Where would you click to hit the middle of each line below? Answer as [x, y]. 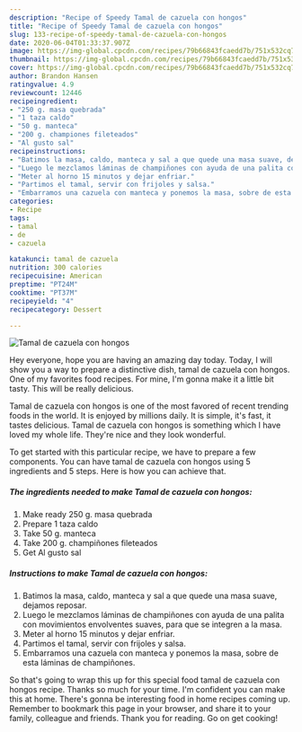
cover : [22, 68]
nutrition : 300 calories [56, 268]
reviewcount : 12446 [46, 93]
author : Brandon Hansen [54, 76]
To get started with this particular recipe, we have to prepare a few [133, 452]
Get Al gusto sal [52, 552]
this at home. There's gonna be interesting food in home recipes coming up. [150, 699]
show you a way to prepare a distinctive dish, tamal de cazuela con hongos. [150, 370]
